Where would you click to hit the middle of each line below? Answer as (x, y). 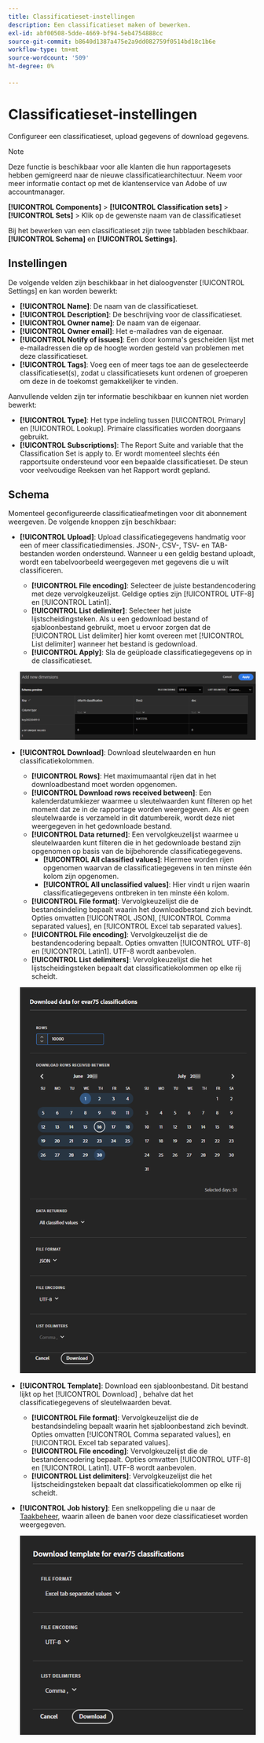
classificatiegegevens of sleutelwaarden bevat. (96, 1403)
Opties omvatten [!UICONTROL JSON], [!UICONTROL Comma (131, 917)
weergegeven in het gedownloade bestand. (102, 826)
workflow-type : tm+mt (44, 50)
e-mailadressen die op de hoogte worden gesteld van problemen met (132, 348)
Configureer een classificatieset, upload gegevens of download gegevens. (129, 136)
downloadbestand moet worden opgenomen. (104, 784)
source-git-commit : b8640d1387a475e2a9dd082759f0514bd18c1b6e (112, 42)
